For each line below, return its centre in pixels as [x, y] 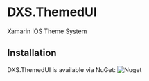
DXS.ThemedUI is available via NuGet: [62, 69]
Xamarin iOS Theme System [47, 31]
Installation [32, 53]
